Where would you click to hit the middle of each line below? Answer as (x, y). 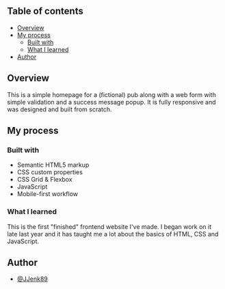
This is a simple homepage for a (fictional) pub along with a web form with (112, 94)
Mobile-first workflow (48, 194)
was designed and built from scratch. (59, 109)
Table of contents (45, 11)
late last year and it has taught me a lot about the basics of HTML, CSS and (113, 234)
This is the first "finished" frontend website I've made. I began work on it (109, 226)
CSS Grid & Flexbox (45, 180)
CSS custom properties (50, 172)
